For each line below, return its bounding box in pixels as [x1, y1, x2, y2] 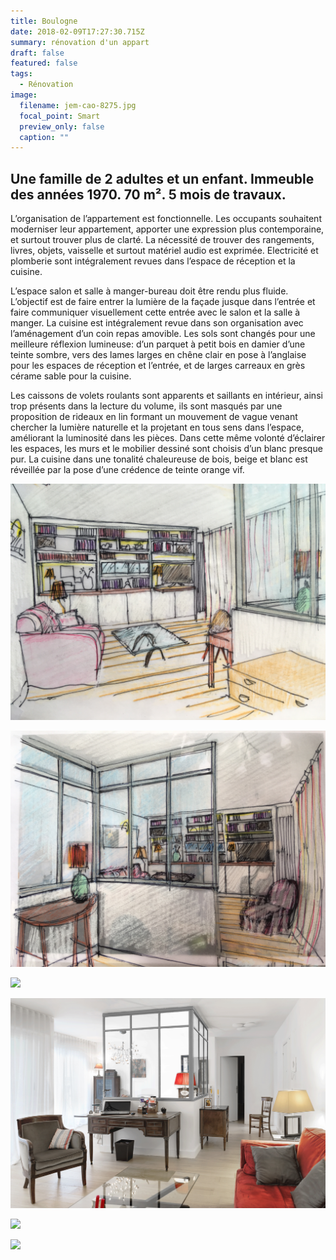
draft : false [10, 48, 65, 58]
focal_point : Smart [19, 111, 101, 121]
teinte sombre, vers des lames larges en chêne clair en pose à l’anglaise [10, 349, 307, 361]
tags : [10, 69, 33, 79]
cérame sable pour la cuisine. [10, 370, 132, 382]
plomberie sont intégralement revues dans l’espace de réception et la [10, 255, 296, 267]
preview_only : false [19, 121, 105, 132]
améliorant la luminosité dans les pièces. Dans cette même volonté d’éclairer [10, 432, 326, 444]
